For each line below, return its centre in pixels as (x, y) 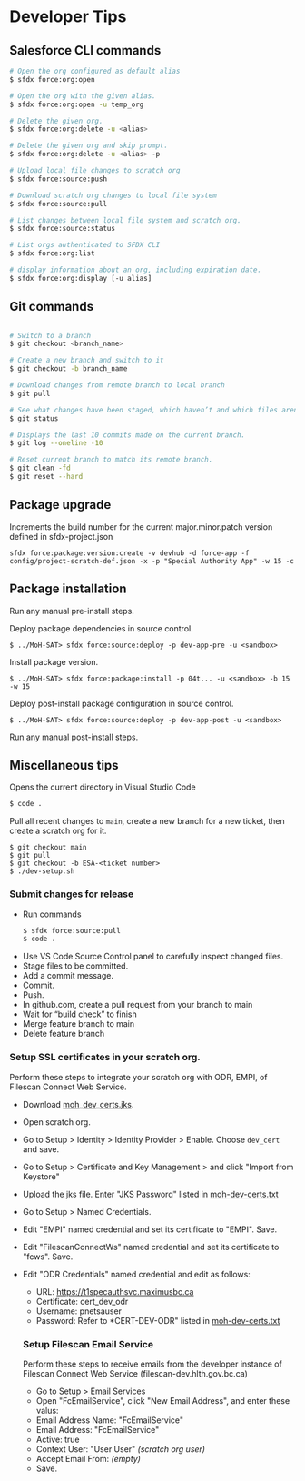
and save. (41, 1149)
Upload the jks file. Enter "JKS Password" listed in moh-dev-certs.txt (150, 1194)
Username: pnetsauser (79, 1311)
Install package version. (54, 661)
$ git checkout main (49, 848)
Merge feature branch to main (79, 1024)
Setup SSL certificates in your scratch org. (105, 1058)
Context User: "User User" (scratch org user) (121, 1449)
